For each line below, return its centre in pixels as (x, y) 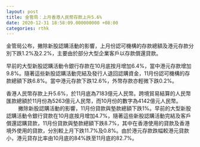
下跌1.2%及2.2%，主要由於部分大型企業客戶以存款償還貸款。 (86, 54)
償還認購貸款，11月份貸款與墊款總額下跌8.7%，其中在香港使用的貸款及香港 (98, 123)
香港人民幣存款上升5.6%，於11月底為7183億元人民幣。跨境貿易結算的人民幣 (99, 93)
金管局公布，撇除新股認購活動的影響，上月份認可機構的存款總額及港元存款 (97, 46)
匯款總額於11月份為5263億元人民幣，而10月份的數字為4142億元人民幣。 (94, 101)
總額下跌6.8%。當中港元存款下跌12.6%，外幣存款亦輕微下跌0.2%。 (94, 81)
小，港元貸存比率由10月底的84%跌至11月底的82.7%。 (72, 138)
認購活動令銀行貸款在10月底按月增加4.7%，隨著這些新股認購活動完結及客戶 (99, 116)
